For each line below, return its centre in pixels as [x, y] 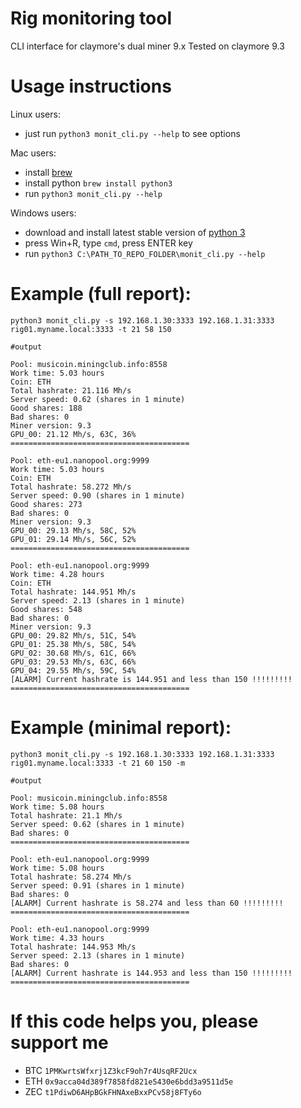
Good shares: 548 [46, 609]
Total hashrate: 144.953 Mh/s [73, 947]
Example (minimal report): [121, 728]
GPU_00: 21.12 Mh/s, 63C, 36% [73, 434]
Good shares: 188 [46, 408]
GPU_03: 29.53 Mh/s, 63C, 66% [73, 662]
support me [59, 1042]
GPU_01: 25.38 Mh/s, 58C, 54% [73, 644]
